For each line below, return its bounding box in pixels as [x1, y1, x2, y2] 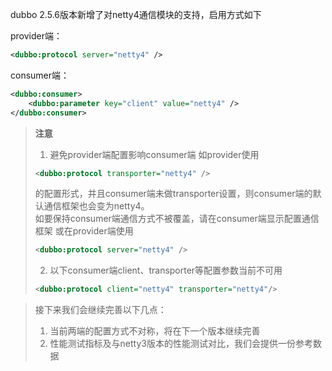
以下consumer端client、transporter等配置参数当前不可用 [49, 264, 283, 277]
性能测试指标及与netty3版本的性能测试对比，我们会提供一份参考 [49, 338, 313, 350]
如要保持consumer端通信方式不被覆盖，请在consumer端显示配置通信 [34, 213, 320, 225]
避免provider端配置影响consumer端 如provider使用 [49, 148, 260, 160]
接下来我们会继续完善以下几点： [34, 304, 167, 316]
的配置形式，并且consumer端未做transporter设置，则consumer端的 [34, 188, 313, 200]
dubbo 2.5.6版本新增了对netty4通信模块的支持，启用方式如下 [10, 9, 262, 20]
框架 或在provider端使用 [34, 225, 134, 237]
